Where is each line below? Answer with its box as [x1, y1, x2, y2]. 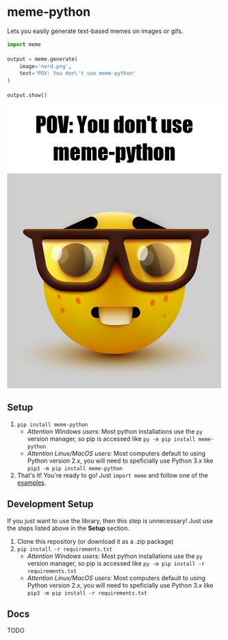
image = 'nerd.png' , [19, 63, 72, 69]
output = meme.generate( [7, 56, 78, 63]
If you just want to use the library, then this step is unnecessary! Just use [7, 516, 214, 525]
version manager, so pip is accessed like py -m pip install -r [27, 559, 205, 567]
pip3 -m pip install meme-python [27, 465, 123, 472]
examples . [16, 478, 47, 487]
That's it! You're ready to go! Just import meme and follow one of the [16, 471, 209, 479]
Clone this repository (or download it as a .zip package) [16, 537, 174, 545]
